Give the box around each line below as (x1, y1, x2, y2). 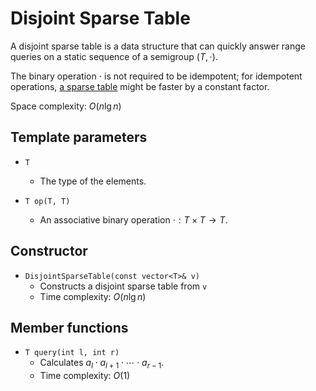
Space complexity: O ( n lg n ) (10, 100, 122, 112)
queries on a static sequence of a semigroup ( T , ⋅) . (10, 50, 218, 62)
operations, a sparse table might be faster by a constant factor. (10, 80, 270, 92)
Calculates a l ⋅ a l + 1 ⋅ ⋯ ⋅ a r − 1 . (39, 357, 165, 371)
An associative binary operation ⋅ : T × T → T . (39, 213, 228, 226)
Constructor (10, 243, 88, 260)
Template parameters (10, 129, 148, 146)
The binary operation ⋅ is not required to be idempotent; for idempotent (10, 70, 303, 82)
